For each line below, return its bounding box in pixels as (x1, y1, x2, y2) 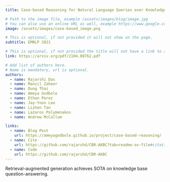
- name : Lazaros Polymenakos (10, 110, 71, 115)
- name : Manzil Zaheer (10, 81, 58, 86)
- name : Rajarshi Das (10, 77, 56, 82)
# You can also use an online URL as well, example (5, 21, 116, 26)
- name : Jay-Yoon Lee (10, 100, 56, 105)
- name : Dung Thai (10, 86, 49, 92)
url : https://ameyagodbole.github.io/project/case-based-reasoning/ (14, 133, 162, 138)
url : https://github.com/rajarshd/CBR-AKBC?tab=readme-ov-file (14, 142, 151, 147)
